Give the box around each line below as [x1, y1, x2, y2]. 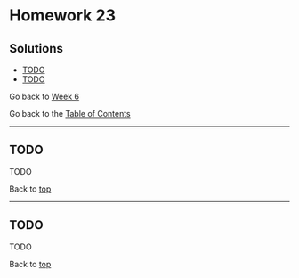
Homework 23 [9, 5, 116, 26]
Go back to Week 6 [9, 91, 80, 102]
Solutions [9, 41, 64, 56]
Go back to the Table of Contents [9, 109, 131, 119]
